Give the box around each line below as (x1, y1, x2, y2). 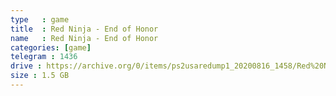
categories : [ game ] (10, 42, 92, 53)
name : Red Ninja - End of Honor (10, 33, 159, 43)
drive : (10, 61, 43, 71)
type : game (10, 14, 70, 25)
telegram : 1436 (10, 52, 78, 62)
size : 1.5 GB (10, 71, 70, 81)
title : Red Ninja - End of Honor (10, 24, 159, 34)
